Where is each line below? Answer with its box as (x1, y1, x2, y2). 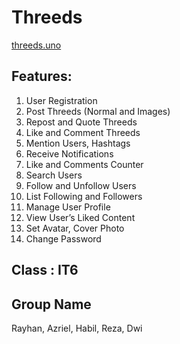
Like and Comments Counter (25, 158, 144, 170)
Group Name (11, 296, 92, 313)
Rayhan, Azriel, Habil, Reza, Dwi (11, 322, 143, 334)
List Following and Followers (25, 190, 143, 202)
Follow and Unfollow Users (25, 179, 137, 191)
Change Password (25, 232, 102, 245)
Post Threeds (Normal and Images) (25, 105, 171, 117)
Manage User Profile (25, 201, 111, 213)
